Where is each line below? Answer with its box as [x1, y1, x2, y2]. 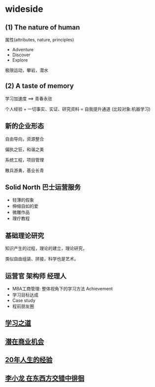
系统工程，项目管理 [5, 157, 44, 163]
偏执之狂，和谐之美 [5, 146, 44, 152]
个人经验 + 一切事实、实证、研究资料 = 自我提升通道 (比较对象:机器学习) [5, 106, 151, 112]
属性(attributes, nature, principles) [5, 37, 74, 42]
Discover [12, 52, 31, 58]
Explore [12, 57, 28, 63]
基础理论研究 [5, 231, 44, 240]
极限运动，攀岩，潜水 [5, 68, 48, 73]
